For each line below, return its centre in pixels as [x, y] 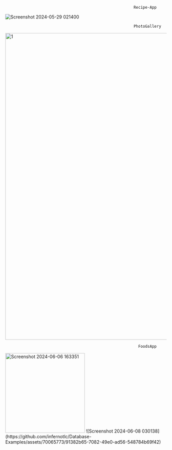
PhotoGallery [147, 26]
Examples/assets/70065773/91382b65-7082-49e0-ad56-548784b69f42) [83, 442]
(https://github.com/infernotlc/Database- [48, 436]
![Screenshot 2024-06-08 [113, 431]
